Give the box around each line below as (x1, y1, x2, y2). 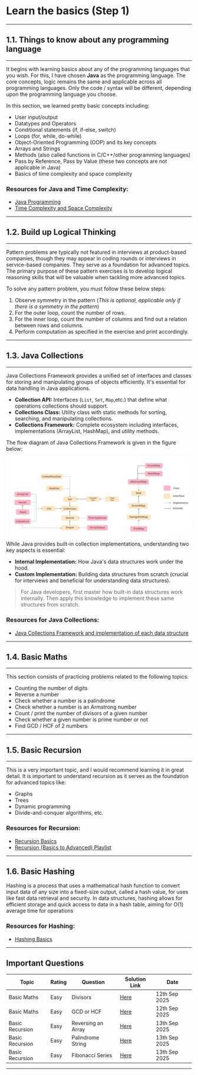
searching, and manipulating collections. (14, 415, 113, 422)
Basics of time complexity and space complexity (14, 170, 133, 177)
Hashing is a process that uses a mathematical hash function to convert (6, 882, 180, 889)
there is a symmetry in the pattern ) (14, 303, 100, 310)
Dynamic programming (14, 803, 71, 810)
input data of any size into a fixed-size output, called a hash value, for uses (6, 889, 189, 896)
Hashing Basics (14, 935, 53, 942)
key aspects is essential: (6, 547, 66, 554)
